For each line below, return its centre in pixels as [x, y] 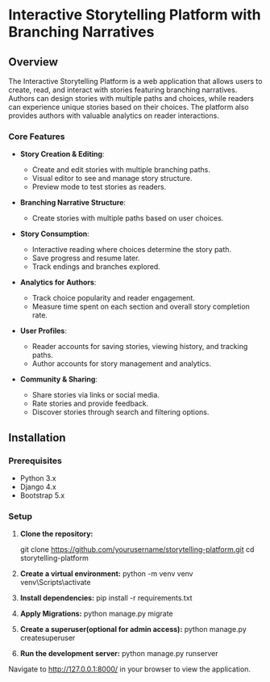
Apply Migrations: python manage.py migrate [96, 614]
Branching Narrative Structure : [73, 203]
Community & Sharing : [59, 379]
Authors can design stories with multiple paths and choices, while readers [131, 98]
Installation [37, 438]
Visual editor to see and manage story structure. [112, 179]
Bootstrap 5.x [42, 495]
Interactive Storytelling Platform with [135, 15]
